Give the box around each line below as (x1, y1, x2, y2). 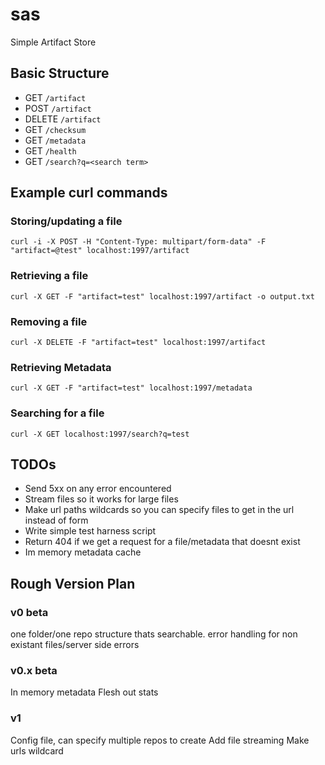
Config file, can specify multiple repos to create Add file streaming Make (10, 734, 310, 746)
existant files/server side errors (10, 639, 140, 651)
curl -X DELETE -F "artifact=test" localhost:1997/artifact (10, 338, 267, 348)
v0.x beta (10, 664, 58, 678)
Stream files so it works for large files (24, 493, 179, 505)
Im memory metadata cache (24, 546, 142, 558)
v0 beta (10, 605, 49, 619)
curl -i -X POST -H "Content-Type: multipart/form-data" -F (10, 237, 267, 247)
